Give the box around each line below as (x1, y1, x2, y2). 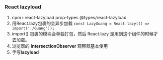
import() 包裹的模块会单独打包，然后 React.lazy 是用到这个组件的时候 (11, 31, 154, 37)
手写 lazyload (11, 49, 39, 55)
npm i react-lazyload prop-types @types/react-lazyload (11, 15, 127, 21)
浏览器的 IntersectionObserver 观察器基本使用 (11, 43, 108, 49)
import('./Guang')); (11, 26, 55, 31)
